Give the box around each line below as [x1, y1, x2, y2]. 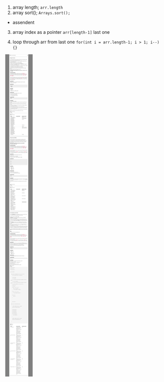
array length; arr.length [12, 5, 63, 10]
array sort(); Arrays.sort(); [12, 10, 70, 16]
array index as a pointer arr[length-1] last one [12, 29, 110, 35]
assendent [12, 20, 35, 25]
